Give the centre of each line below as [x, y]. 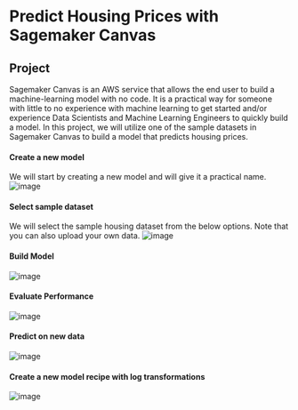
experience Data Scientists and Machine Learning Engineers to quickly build [149, 118]
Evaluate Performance [52, 296]
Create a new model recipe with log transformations [107, 376]
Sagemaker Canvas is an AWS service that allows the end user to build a [142, 89]
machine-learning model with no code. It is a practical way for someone [141, 99]
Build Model [32, 256]
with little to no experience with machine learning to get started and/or [138, 108]
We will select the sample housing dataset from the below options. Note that [149, 226]
